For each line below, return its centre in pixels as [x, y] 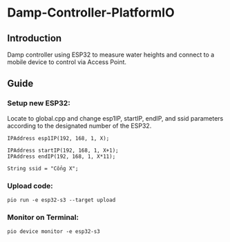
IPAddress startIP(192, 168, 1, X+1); [63, 150]
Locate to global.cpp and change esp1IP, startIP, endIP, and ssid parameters [115, 118]
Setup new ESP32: [39, 103]
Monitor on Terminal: [43, 217]
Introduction [35, 38]
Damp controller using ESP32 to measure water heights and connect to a [111, 54]
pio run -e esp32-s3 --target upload [61, 200]
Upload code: [30, 185]
